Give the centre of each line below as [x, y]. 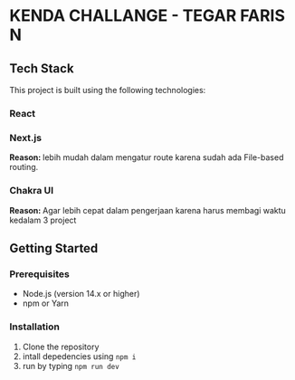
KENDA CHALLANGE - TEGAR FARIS [147, 16]
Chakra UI [32, 191]
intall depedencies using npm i [79, 356]
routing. [24, 167]
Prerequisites [39, 274]
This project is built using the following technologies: [108, 90]
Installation [35, 327]
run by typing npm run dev [71, 366]
